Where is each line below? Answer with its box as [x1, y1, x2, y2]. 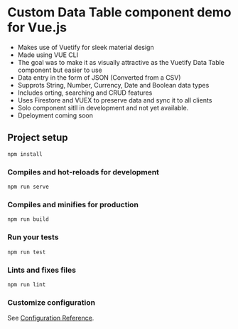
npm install [7, 150, 43, 157]
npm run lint [7, 281, 46, 288]
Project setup [7, 132, 69, 144]
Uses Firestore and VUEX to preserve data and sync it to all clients [17, 95, 212, 104]
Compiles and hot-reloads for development [7, 167, 160, 177]
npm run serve [7, 183, 50, 191]
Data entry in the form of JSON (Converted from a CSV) [17, 73, 181, 82]
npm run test [7, 249, 46, 256]
